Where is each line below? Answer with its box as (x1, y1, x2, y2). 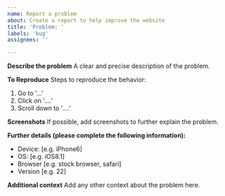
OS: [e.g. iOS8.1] (17, 152, 65, 161)
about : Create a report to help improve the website (7, 17, 165, 24)
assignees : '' (7, 37, 49, 44)
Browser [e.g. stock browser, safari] (17, 159, 122, 169)
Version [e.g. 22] (17, 167, 67, 176)
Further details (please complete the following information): (7, 131, 186, 140)
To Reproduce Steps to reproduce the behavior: (7, 75, 146, 84)
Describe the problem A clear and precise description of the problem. (7, 62, 211, 70)
